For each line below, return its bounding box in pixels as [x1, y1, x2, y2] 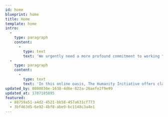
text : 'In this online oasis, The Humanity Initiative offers [23, 81, 155, 86]
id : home [5, 7, 23, 12]
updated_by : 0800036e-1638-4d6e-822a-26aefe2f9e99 [5, 86, 113, 91]
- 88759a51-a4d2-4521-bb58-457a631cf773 [9, 100, 95, 105]
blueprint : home [5, 12, 39, 17]
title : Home [5, 16, 30, 21]
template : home [5, 21, 37, 26]
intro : [5, 26, 19, 31]
